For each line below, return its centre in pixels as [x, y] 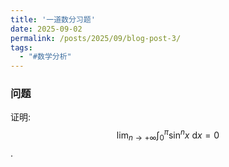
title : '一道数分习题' [53, 19]
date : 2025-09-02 [46, 29]
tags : [21, 47]
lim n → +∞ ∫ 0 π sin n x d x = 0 [168, 135]
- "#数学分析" [45, 57]
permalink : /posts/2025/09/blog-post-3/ [96, 38]
